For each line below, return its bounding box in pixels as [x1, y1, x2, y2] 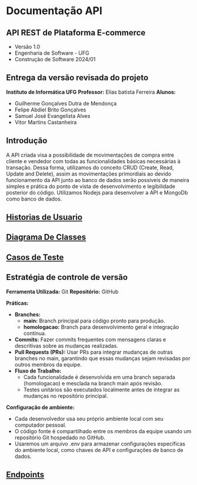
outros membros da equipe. [14, 361, 82, 368]
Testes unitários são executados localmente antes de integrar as [23, 386, 180, 393]
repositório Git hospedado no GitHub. [14, 434, 106, 441]
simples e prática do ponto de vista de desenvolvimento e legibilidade [6, 183, 175, 190]
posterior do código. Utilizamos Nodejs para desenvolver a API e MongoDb [6, 189, 188, 196]
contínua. [23, 329, 46, 336]
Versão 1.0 [14, 43, 40, 50]
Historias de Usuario [6, 212, 83, 222]
